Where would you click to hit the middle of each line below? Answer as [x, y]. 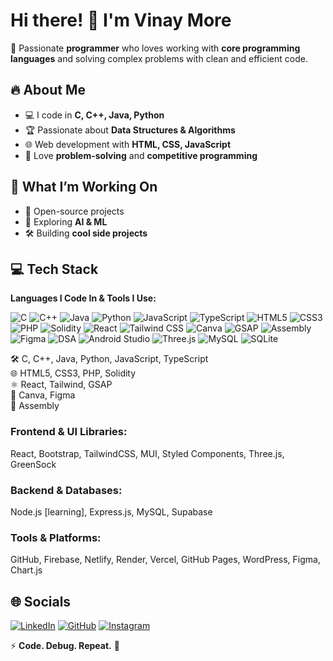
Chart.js [26, 570]
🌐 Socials [41, 601]
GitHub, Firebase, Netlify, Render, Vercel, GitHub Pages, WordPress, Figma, [165, 560]
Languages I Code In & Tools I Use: [83, 298]
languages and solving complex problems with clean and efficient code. [159, 58]
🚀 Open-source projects [74, 211]
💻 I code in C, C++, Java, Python [94, 115]
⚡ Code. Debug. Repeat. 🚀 [65, 646]
